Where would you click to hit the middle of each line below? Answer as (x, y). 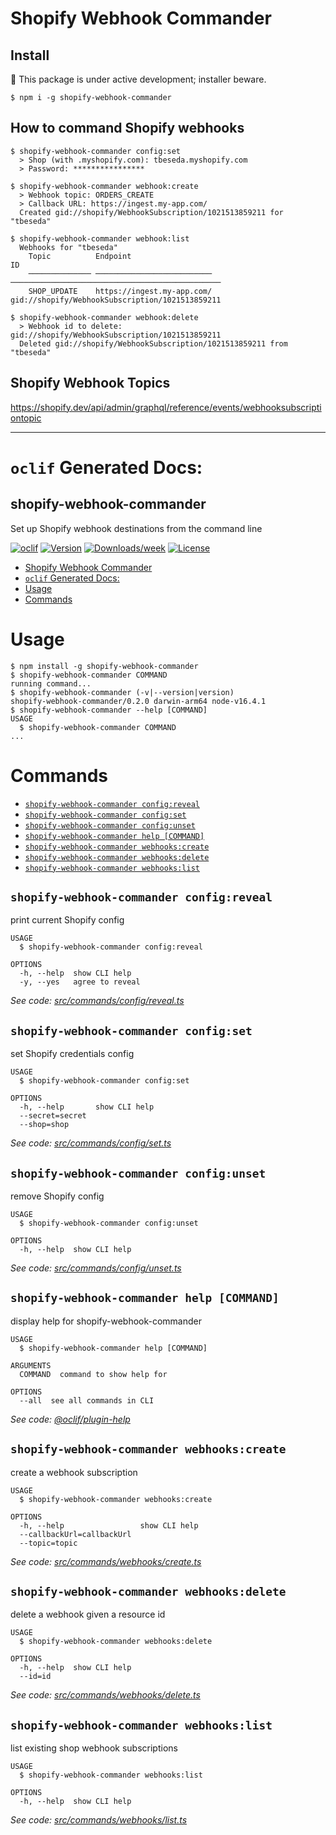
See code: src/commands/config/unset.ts (96, 1268)
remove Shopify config (57, 1196)
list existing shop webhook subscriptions (94, 1748)
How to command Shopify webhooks (127, 128)
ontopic (26, 418)
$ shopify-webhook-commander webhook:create (104, 186)
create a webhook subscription (74, 1472)
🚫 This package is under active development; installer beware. (138, 79)
